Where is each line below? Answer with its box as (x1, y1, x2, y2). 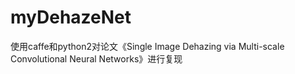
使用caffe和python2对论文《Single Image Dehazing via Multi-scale (10, 40, 285, 52)
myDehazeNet (10, 6, 132, 29)
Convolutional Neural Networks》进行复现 (10, 52, 183, 65)
